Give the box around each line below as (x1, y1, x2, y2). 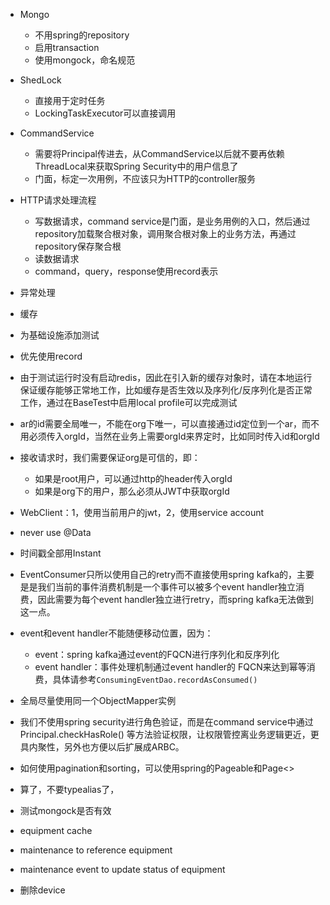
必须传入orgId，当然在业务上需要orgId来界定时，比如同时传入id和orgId (28, 430, 320, 442)
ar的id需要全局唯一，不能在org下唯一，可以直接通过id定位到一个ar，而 (19, 418, 312, 429)
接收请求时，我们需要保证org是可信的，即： (19, 452, 201, 463)
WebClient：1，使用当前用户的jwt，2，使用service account (19, 507, 265, 518)
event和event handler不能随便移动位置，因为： (19, 627, 214, 639)
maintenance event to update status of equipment (19, 864, 226, 875)
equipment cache (19, 825, 93, 836)
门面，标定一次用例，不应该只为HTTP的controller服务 (34, 173, 256, 184)
